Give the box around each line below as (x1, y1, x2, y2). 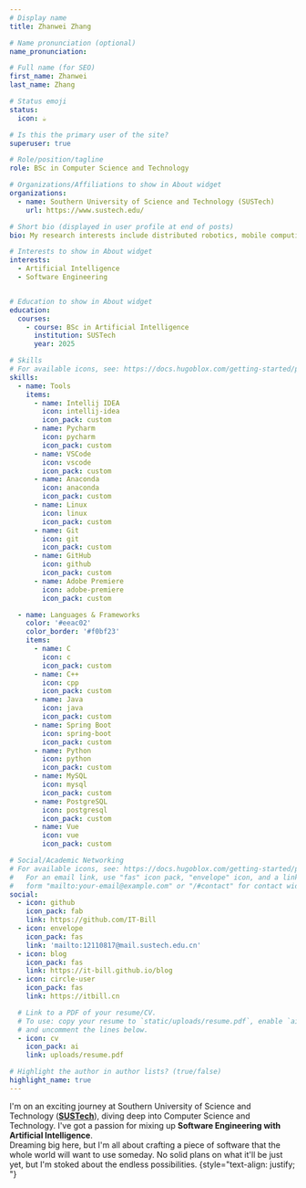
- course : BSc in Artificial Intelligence (25, 322, 189, 331)
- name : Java (33, 695, 84, 704)
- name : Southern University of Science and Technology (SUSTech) (17, 197, 275, 206)
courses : (17, 314, 51, 323)
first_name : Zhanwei (9, 72, 88, 81)
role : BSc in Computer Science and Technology (9, 163, 189, 173)
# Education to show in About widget (9, 297, 153, 306)
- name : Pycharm (33, 424, 96, 434)
